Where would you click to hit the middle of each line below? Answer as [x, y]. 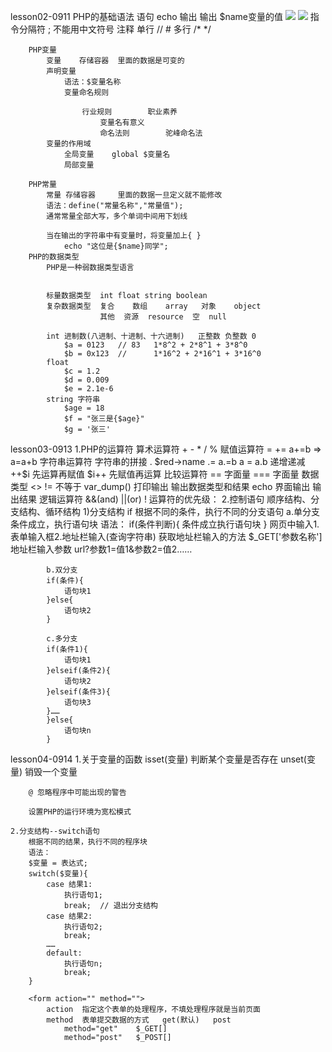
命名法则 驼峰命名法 [151, 133]
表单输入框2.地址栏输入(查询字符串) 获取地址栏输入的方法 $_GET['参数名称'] [166, 536]
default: [64, 953]
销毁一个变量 [51, 771]
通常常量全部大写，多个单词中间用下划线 [117, 216]
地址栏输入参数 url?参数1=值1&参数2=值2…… [101, 549]
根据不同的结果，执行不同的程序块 [88, 842]
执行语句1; [83, 895]
